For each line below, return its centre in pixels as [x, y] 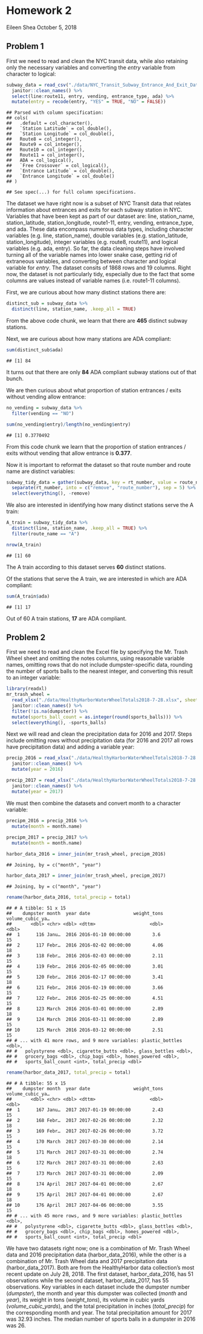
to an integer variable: [34, 678]
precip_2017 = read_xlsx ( [39, 781]
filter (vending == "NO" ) [43, 413]
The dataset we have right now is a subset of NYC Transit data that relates [99, 203]
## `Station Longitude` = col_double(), [60, 134]
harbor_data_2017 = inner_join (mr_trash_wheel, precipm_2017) [86, 876]
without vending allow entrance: [46, 397]
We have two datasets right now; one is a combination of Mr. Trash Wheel [98, 1248]
